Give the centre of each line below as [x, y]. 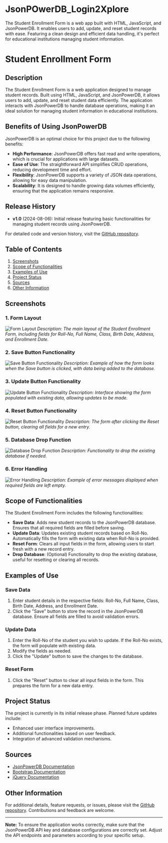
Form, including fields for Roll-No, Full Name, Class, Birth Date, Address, [80, 334]
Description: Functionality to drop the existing [108, 450]
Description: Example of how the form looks [109, 363]
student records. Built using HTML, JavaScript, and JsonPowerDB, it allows [82, 95]
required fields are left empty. [36, 485]
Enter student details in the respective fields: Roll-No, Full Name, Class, [86, 600]
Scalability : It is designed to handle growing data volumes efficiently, [84, 185]
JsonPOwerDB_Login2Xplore [67, 9]
